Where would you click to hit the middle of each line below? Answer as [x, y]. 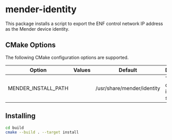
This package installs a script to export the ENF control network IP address [84, 24]
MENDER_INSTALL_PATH [38, 88]
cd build [15, 128]
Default [128, 70]
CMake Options [30, 45]
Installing [20, 116]
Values [82, 70]
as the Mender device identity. [37, 29]
